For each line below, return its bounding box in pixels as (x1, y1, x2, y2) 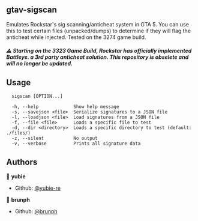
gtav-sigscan (6, 5, 57, 15)
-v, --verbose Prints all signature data (11, 141, 141, 147)
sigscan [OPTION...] (11, 93, 63, 100)
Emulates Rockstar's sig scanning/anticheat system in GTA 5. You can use (6, 20, 189, 28)
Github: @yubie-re (14, 184, 61, 192)
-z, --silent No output (11, 135, 98, 142)
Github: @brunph (14, 208, 58, 215)
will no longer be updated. (6, 60, 73, 67)
